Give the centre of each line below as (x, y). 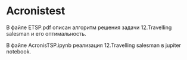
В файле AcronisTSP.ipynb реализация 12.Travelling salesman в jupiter (94, 45)
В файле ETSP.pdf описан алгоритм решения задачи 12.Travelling (89, 27)
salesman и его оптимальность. (46, 33)
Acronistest (36, 11)
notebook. (19, 51)
